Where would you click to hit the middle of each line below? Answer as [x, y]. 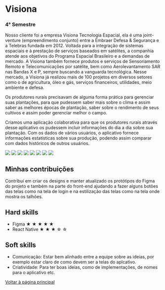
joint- [148, 35]
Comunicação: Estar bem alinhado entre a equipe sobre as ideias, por [83, 256]
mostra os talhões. [24, 197]
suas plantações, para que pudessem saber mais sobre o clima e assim [78, 103]
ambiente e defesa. [25, 88]
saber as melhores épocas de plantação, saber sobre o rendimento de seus [82, 108]
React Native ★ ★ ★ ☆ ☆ [40, 229]
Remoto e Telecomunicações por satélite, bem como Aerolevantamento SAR [83, 67]
